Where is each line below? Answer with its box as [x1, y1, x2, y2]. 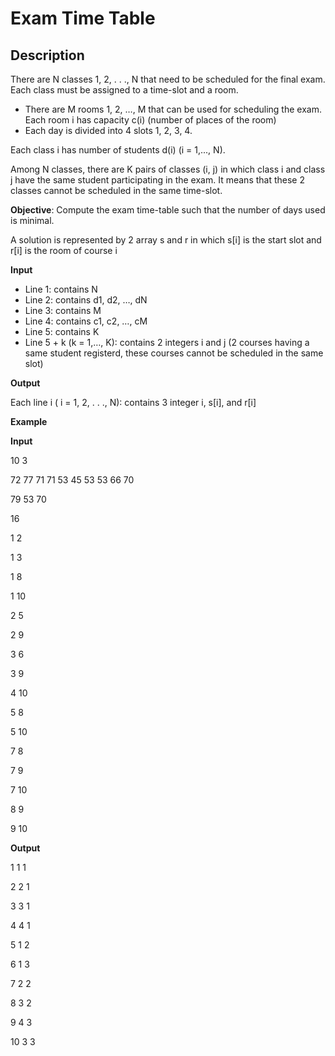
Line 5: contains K [24, 326, 100, 337]
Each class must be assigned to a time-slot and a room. [10, 84, 239, 96]
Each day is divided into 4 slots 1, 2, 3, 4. [24, 125, 193, 136]
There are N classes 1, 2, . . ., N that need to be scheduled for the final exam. [10, 73, 326, 85]
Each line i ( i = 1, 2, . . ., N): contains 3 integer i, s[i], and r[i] [10, 397, 257, 408]
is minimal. [10, 215, 55, 226]
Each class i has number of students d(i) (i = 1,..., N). [10, 144, 226, 156]
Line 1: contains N [24, 283, 98, 295]
